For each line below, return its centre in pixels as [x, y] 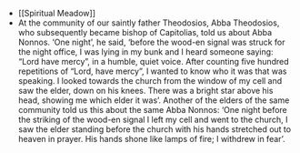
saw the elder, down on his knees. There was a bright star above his [145, 91]
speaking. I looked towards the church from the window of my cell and [150, 81]
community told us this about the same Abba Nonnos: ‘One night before [153, 110]
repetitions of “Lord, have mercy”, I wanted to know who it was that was [152, 71]
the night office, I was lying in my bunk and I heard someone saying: [146, 52]
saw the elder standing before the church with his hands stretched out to [155, 129]
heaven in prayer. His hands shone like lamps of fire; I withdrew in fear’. [151, 139]
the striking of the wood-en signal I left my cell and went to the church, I [153, 119]
